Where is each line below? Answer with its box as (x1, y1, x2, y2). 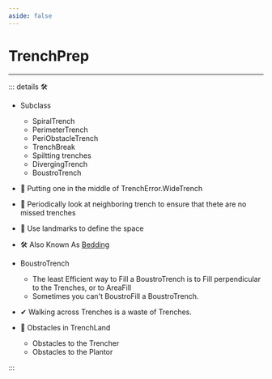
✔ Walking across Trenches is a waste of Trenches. (19, 307, 193, 317)
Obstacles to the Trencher (32, 338, 120, 348)
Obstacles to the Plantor (32, 347, 113, 356)
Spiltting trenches (32, 151, 91, 160)
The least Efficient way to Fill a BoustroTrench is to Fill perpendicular (32, 274, 261, 283)
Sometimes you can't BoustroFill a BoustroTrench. (32, 291, 199, 300)
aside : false (8, 11, 53, 20)
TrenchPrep (8, 46, 90, 65)
